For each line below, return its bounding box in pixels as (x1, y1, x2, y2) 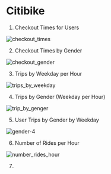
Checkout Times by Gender (14, 46, 83, 54)
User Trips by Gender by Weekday (14, 116, 99, 123)
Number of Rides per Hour (14, 139, 80, 147)
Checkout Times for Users (14, 24, 80, 31)
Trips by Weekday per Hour (14, 70, 82, 77)
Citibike (6, 4, 45, 18)
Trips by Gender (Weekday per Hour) (14, 93, 106, 100)
